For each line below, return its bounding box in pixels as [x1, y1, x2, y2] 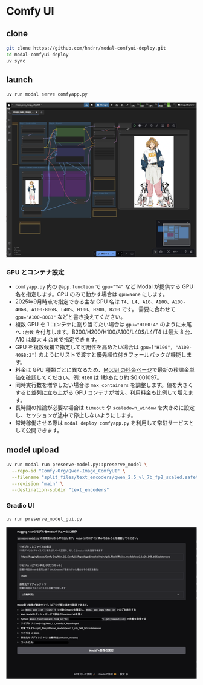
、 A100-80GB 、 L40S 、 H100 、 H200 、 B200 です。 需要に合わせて [26, 306, 176, 313]
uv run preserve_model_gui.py [6, 516, 83, 522]
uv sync [6, 58, 26, 64]
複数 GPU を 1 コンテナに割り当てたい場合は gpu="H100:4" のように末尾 [14, 321, 192, 328]
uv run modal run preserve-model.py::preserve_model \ [6, 462, 147, 468]
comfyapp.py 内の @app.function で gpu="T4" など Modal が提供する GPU [14, 283, 194, 290]
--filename [11, 474, 39, 480]
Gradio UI [6, 501, 34, 510]
